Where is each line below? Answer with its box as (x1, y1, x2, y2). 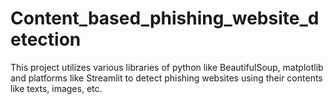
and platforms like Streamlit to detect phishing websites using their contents (10, 72, 323, 84)
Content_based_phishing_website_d (10, 7, 320, 30)
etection (10, 28, 82, 51)
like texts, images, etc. (10, 82, 103, 94)
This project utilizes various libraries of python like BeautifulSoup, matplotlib (10, 61, 324, 73)
